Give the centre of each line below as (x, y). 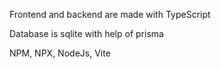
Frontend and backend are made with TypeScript (110, 14)
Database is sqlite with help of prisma (86, 33)
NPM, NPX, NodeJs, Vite (60, 53)
